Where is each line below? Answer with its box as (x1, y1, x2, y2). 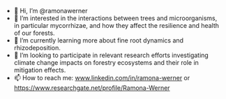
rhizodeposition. (13, 44, 61, 52)
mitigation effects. (13, 66, 66, 74)
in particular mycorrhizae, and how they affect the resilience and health (13, 22, 220, 29)
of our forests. (13, 29, 55, 37)
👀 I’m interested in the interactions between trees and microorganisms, (13, 14, 218, 22)
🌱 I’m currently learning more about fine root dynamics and (13, 36, 183, 45)
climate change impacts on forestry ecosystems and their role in (13, 59, 199, 66)
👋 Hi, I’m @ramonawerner (13, 7, 89, 15)
